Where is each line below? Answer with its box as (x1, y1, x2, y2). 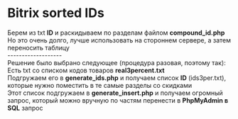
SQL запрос (7, 103, 43, 112)
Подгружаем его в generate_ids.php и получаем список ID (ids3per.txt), (7, 73, 227, 82)
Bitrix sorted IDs (7, 5, 104, 21)
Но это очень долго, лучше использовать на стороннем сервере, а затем (7, 35, 232, 44)
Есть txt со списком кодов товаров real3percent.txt (7, 66, 165, 74)
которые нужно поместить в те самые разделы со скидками (7, 81, 193, 89)
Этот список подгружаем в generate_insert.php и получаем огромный (7, 89, 223, 97)
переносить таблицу (7, 43, 70, 52)
